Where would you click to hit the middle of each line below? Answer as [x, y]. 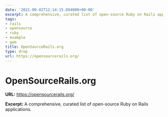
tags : [11, 19]
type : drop [16, 51]
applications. [18, 110]
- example [15, 38]
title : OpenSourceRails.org [34, 47]
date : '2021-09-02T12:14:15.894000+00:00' [50, 10]
